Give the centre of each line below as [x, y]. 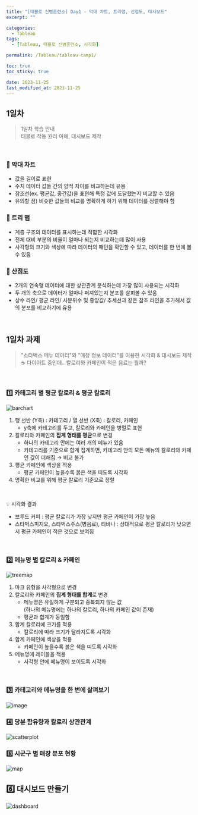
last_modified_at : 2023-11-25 [44, 88]
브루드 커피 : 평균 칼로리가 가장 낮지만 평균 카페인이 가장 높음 [85, 517]
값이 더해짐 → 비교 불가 [57, 457]
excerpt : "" [21, 17]
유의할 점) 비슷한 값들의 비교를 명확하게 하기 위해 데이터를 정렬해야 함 [95, 201]
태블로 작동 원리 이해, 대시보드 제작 [61, 136]
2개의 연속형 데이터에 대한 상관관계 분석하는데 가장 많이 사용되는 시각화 [97, 286]
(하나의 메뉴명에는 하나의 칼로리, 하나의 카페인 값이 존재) [89, 610]
